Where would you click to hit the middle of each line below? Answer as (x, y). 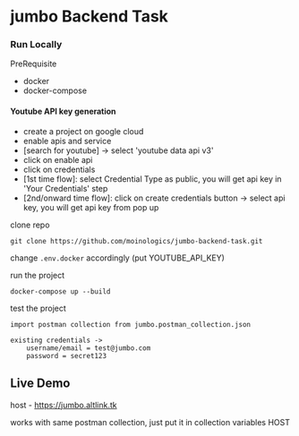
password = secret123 (66, 355)
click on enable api (58, 159)
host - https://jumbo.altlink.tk (64, 405)
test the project (38, 308)
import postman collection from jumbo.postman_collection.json (131, 324)
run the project (38, 275)
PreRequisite (34, 64)
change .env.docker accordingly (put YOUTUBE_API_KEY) (117, 258)
